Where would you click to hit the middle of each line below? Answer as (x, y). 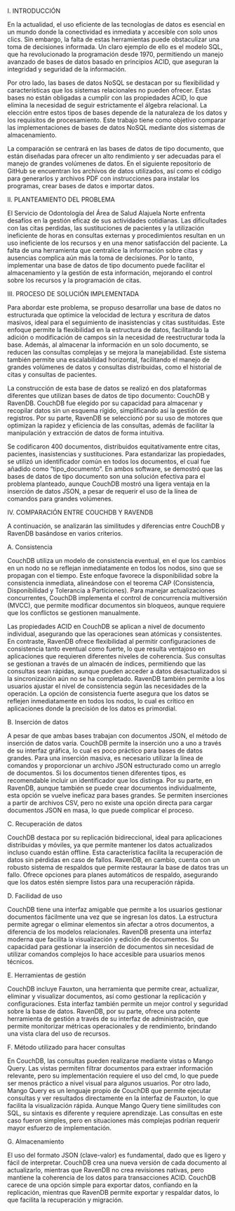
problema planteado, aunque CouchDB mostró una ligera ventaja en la (109, 484)
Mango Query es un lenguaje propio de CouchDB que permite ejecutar (109, 1091)
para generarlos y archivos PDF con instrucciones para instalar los (103, 178)
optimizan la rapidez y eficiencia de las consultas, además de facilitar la (111, 425)
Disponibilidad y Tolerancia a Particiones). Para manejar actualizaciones (111, 590)
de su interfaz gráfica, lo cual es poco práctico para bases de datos (105, 750)
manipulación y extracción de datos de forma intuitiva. (86, 433)
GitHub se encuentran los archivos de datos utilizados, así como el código (114, 171)
